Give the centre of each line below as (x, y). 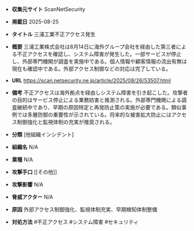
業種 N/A (22, 159)
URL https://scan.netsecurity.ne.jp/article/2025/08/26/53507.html (91, 81)
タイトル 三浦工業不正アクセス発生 (53, 34)
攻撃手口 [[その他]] (34, 172)
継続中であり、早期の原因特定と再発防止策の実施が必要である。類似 (99, 107)
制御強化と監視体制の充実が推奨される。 (66, 122)
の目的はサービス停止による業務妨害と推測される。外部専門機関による (96, 100)
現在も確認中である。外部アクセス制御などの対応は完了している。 (91, 69)
